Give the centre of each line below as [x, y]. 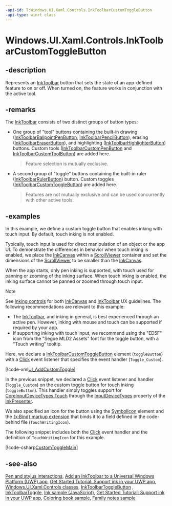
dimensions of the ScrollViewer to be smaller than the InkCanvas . [74, 261]
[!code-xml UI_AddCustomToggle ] [40, 369]
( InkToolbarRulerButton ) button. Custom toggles [63, 179]
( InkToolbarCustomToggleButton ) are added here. [65, 185]
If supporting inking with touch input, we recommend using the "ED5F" [87, 333]
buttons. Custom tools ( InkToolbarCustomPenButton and [72, 148]
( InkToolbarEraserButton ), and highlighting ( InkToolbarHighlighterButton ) [89, 143]
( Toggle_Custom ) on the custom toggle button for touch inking [70, 385]
